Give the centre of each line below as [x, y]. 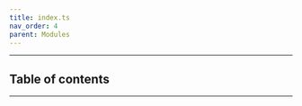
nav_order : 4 [34, 26]
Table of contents [59, 79]
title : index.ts [40, 18]
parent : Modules [40, 34]
